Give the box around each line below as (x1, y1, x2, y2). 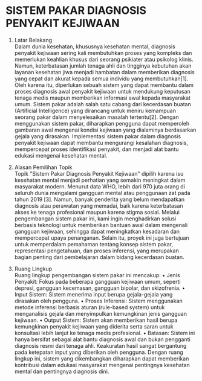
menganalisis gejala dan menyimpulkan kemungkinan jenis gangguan (14, 310, 187, 317)
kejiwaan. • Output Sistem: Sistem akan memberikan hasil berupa (14, 316, 178, 324)
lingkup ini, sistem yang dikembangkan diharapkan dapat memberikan (14, 354, 189, 362)
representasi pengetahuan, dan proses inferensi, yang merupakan (14, 247, 179, 254)
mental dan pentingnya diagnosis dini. (14, 368, 109, 375)
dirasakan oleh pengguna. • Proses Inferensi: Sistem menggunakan (14, 297, 183, 304)
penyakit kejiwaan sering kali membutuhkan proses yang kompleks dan (14, 49, 192, 56)
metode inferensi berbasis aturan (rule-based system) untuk (14, 303, 165, 311)
